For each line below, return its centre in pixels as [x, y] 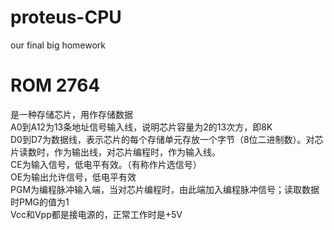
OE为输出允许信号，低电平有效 [73, 177]
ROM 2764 [55, 85]
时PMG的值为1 [40, 202]
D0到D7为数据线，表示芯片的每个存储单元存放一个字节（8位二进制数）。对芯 [167, 139]
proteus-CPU [66, 17]
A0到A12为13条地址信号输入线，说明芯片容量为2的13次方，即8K [141, 127]
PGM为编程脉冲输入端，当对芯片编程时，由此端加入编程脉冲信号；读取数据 [165, 189]
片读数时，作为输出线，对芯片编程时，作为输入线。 [115, 152]
